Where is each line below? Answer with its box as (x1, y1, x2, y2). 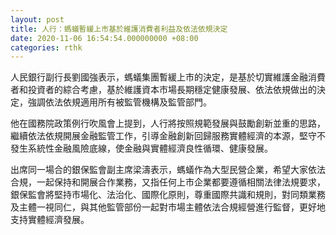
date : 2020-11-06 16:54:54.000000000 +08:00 (10, 33, 199, 43)
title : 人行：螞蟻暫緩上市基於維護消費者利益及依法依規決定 (10, 24, 228, 34)
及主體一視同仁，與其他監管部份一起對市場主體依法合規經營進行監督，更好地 (10, 201, 326, 213)
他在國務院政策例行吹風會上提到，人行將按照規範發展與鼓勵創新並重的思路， (10, 117, 326, 130)
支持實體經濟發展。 (10, 214, 90, 226)
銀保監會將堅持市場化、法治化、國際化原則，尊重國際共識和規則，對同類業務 (10, 189, 326, 201)
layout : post (10, 14, 65, 25)
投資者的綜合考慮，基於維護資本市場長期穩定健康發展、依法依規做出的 (27, 84, 317, 96)
